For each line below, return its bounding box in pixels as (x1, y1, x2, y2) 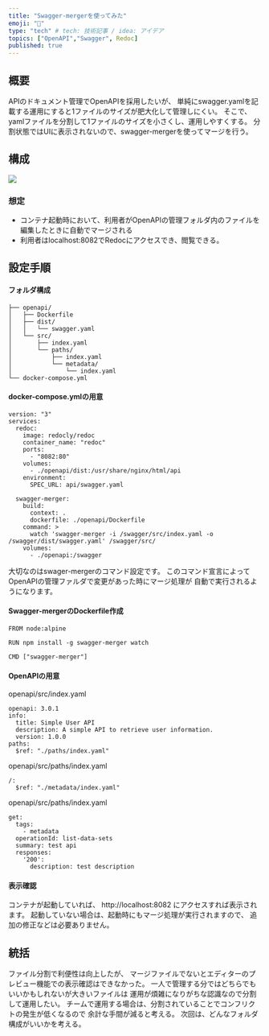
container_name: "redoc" (22, 438, 106, 447)
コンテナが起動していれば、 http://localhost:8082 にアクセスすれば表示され (8, 900, 258, 910)
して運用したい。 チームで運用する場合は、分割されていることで (8, 999, 221, 1009)
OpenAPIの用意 (8, 671, 60, 680)
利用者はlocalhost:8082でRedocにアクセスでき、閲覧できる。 (19, 235, 224, 246)
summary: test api (15, 842, 78, 850)
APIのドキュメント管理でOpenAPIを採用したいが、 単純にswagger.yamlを (8, 96, 251, 105)
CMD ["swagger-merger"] (8, 653, 88, 661)
